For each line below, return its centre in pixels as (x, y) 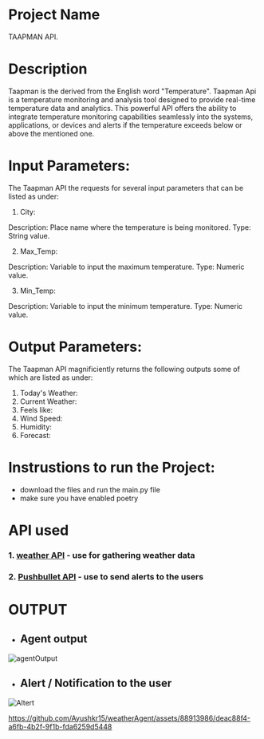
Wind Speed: (41, 418)
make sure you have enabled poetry (79, 498)
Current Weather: (48, 401)
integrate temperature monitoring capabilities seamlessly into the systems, (131, 117)
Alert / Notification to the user (96, 684)
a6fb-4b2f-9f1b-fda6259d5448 (60, 726)
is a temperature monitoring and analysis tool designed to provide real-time (132, 99)
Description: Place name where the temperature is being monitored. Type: (130, 227)
